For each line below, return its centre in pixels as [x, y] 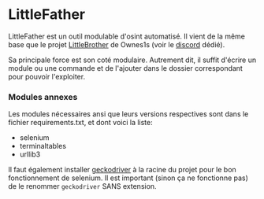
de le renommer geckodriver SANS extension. [82, 186]
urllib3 [30, 154]
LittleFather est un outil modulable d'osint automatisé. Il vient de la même [127, 36]
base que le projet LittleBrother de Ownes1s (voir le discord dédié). [117, 44]
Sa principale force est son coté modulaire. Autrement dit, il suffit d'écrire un [132, 60]
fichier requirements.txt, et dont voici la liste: [81, 123]
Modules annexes [43, 97]
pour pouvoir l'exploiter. [46, 76]
